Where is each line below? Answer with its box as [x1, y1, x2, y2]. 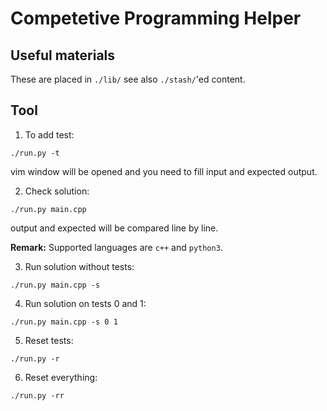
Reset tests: [24, 334, 74, 346]
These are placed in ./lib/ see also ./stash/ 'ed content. [10, 73, 246, 85]
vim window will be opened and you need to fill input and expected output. [10, 165, 318, 177]
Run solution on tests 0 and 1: [24, 297, 147, 309]
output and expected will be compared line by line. [10, 222, 219, 234]
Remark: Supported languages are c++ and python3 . [10, 241, 223, 253]
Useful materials [10, 47, 116, 64]
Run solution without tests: [24, 260, 135, 272]
